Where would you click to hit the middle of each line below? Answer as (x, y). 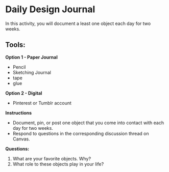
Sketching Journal (32, 72)
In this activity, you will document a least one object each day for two (78, 23)
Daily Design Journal (50, 9)
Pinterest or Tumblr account (42, 103)
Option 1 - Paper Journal (31, 57)
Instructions (19, 112)
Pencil (19, 67)
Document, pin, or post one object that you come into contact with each (88, 123)
